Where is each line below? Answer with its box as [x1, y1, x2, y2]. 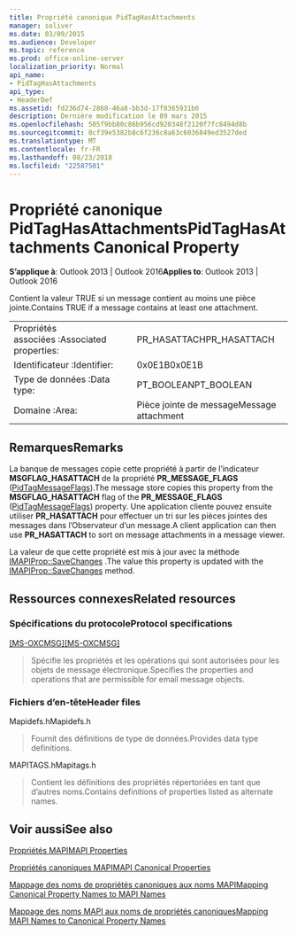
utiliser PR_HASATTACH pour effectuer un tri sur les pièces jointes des [9, 510, 268, 521]
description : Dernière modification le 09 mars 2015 [9, 112, 208, 121]
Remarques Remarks [9, 440, 124, 455]
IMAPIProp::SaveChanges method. [9, 565, 135, 576]
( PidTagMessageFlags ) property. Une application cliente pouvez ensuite [9, 502, 272, 512]
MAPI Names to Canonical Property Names [9, 915, 166, 926]
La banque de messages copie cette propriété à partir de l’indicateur [9, 464, 259, 474]
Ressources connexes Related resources [9, 591, 236, 606]
